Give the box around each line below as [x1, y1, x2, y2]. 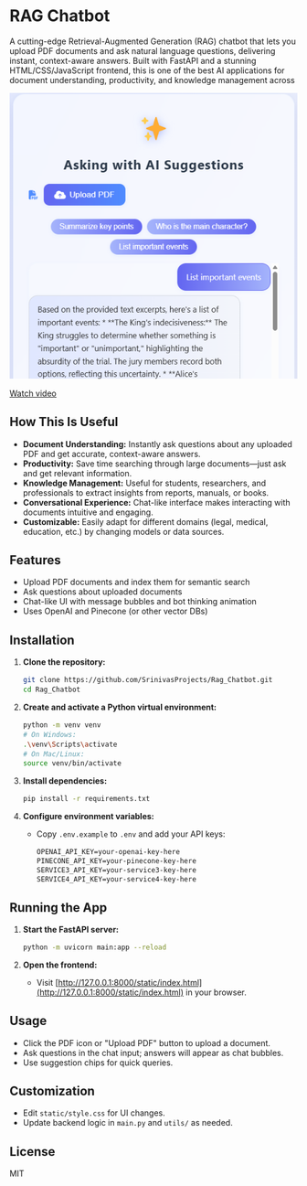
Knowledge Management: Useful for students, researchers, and [22, 477, 267, 488]
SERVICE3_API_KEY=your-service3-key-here [36, 866, 196, 875]
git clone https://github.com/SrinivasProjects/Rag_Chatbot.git [22, 676, 273, 685]
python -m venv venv [22, 720, 101, 730]
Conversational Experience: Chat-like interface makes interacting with [22, 497, 291, 508]
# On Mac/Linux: [22, 749, 85, 759]
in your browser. [185, 987, 247, 998]
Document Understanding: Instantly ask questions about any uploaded [22, 438, 292, 449]
